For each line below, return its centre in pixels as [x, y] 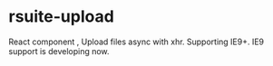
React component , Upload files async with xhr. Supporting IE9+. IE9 [136, 42]
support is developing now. [59, 51]
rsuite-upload [61, 17]
